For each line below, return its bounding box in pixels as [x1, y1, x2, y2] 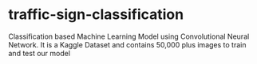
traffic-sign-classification [8, 6, 184, 24]
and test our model [8, 48, 70, 58]
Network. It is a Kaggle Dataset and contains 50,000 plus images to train [8, 40, 247, 49]
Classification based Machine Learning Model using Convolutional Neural [8, 32, 250, 41]
